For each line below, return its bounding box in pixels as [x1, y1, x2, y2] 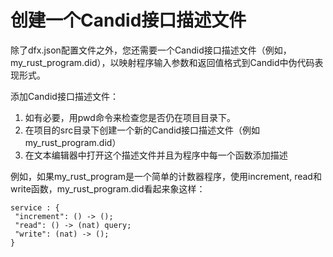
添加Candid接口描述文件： [10, 90, 119, 102]
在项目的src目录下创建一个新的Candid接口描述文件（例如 [24, 124, 261, 136]
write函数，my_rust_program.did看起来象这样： [10, 182, 206, 195]
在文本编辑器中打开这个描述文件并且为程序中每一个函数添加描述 [24, 149, 288, 161]
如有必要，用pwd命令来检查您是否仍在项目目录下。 [24, 111, 236, 123]
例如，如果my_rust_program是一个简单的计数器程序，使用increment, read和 [10, 170, 322, 182]
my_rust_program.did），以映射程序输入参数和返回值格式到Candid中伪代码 [10, 56, 315, 68]
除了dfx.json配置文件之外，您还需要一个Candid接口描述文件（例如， [10, 44, 292, 56]
